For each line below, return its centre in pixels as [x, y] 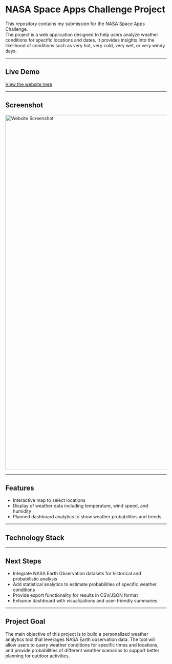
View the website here [29, 84]
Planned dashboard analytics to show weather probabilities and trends [87, 517]
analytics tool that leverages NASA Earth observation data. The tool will [80, 639]
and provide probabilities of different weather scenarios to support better [82, 650]
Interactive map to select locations [49, 500]
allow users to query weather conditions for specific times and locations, [82, 645]
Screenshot [24, 105]
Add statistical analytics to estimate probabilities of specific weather [85, 584]
